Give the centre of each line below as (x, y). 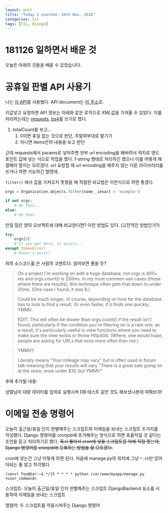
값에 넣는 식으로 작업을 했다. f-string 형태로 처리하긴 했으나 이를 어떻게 (88, 159)
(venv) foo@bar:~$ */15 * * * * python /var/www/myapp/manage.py (75, 474)
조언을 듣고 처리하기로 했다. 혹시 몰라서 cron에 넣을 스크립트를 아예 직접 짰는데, (83, 441)
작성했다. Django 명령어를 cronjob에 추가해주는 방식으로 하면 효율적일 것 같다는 (83, 435)
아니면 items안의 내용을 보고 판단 (52, 142)
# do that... (28, 215)
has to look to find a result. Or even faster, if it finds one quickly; (84, 304)
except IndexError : (26, 249)
